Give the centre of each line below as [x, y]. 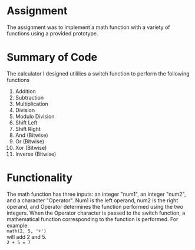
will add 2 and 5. [27, 236]
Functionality [40, 178]
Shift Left [26, 123]
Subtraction [29, 97]
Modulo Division [35, 116]
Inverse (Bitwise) [36, 154]
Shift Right [28, 129]
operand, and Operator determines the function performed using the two [95, 206]
